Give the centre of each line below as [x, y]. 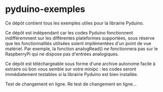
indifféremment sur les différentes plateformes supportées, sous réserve [80, 38]
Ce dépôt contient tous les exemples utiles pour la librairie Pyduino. [74, 23]
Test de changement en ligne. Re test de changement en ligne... [71, 84]
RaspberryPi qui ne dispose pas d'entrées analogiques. [62, 54]
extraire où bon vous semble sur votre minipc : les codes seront [71, 69]
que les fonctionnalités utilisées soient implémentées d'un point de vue [78, 43]
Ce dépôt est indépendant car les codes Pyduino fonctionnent [69, 32]
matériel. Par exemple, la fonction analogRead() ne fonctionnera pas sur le [82, 48]
